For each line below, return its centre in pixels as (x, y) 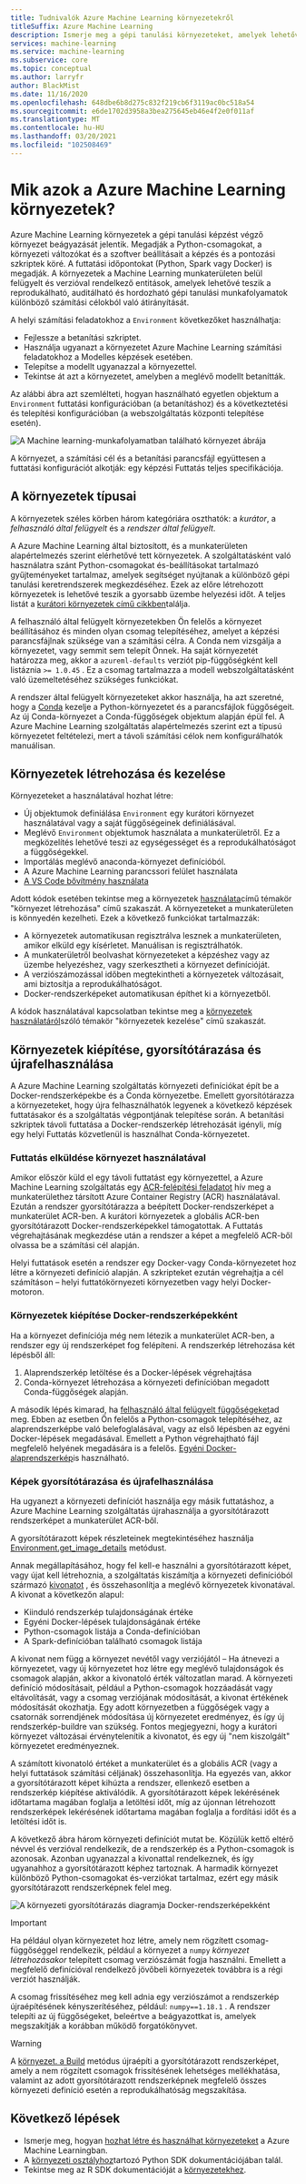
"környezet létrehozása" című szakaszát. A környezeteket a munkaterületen (152, 909)
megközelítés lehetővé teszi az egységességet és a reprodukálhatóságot (159, 842)
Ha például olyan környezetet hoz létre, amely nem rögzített (122, 1941)
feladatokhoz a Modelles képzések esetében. (108, 357)
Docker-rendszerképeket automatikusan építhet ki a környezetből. (147, 994)
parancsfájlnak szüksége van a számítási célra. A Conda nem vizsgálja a (146, 640)
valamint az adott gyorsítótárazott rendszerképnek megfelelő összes (138, 2080)
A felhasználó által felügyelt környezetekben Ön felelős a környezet (136, 621)
